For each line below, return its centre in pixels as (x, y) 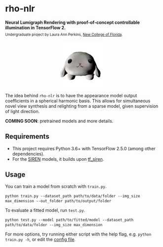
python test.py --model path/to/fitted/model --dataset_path (69, 220)
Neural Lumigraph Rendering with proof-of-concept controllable (72, 22)
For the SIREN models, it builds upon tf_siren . (58, 159)
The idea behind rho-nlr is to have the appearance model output (71, 95)
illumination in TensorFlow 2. (35, 27)
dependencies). (28, 154)
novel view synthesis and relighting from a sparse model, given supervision (82, 106)
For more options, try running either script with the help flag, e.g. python (78, 234)
